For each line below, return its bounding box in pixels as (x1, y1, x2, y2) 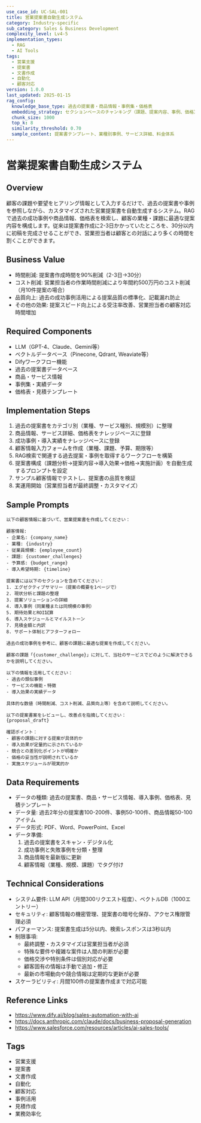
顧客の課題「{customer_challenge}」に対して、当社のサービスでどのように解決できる (6, 652, 193, 658)
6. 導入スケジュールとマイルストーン (6, 616, 86, 622)
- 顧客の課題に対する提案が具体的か (6, 735, 83, 742)
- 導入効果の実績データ (6, 689, 57, 695)
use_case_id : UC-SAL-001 (6, 8, 68, 15)
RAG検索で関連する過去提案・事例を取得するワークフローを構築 (14, 452, 173, 459)
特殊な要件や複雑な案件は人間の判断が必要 (23, 948, 129, 955)
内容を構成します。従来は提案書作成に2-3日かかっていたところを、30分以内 (6, 222, 194, 229)
